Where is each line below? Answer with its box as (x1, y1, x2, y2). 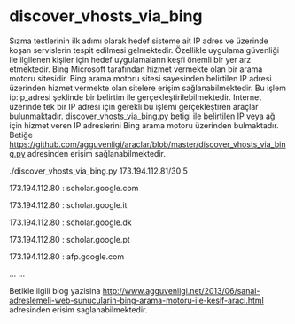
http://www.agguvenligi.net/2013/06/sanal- (102, 285, 260, 296)
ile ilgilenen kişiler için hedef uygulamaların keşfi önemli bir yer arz (9, 54, 252, 65)
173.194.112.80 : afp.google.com (9, 251, 125, 262)
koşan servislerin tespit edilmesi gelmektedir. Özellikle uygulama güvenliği (9, 44, 280, 55)
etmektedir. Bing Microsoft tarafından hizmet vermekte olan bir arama (9, 64, 263, 74)
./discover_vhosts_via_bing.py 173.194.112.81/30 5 (9, 166, 188, 176)
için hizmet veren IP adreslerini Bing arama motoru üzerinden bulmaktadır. (9, 120, 279, 130)
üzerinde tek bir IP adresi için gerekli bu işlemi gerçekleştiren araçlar (9, 101, 259, 112)
